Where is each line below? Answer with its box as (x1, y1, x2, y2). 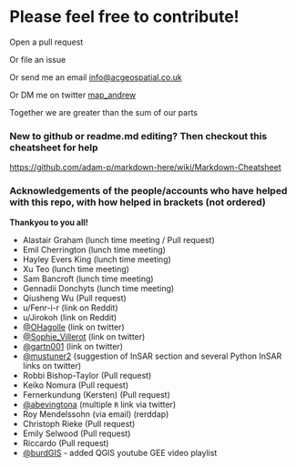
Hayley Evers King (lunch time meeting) (22, 253, 171, 265)
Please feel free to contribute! (9, 6, 240, 27)
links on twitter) (22, 360, 82, 371)
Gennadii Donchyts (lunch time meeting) (22, 282, 175, 293)
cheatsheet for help (9, 141, 98, 154)
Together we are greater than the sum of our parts (9, 107, 199, 117)
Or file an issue (9, 54, 66, 65)
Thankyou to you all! (9, 217, 89, 228)
